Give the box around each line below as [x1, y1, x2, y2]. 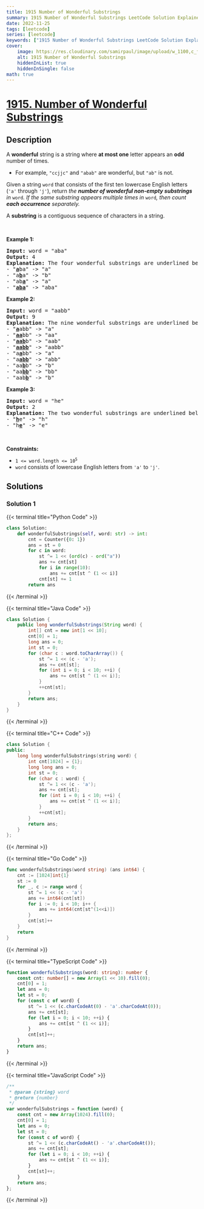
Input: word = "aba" [6, 247, 68, 255]
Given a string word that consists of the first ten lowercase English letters [6, 181, 188, 188]
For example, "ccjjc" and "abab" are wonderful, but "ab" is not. [15, 169, 174, 177]
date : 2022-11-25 [6, 20, 50, 26]
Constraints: [6, 445, 39, 453]
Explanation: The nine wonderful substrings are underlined [6, 319, 189, 327]
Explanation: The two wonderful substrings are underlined [6, 409, 186, 417]
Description [6, 135, 52, 145]
